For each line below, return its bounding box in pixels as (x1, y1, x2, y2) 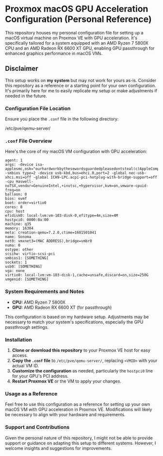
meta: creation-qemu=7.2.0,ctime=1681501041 (5, 230, 97, 235)
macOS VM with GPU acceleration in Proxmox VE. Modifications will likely (5, 406, 152, 412)
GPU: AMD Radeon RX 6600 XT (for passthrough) (12, 304, 112, 310)
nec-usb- (129, 171, 147, 176)
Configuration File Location (5, 105, 71, 112)
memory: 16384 (5, 226, 34, 231)
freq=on (5, 188, 21, 193)
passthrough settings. (5, 324, 49, 330)
